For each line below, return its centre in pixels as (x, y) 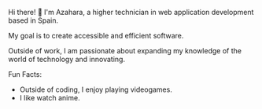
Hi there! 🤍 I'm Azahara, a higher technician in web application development (131, 12)
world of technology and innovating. (67, 59)
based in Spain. (33, 20)
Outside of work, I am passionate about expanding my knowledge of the (125, 51)
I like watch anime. (50, 98)
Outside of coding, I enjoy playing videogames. (96, 89)
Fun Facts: (25, 74)
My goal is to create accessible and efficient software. (96, 36)
